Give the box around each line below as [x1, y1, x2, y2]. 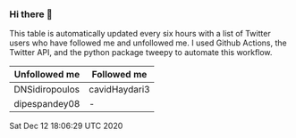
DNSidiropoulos [13, 84, 80, 96]
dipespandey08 [13, 98, 80, 110]
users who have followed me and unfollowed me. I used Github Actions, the [9, 37, 288, 48]
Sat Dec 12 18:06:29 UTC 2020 [9, 120, 123, 132]
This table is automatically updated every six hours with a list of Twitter [9, 28, 271, 39]
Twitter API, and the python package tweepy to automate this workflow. [9, 47, 273, 58]
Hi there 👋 [9, 8, 54, 20]
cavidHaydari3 [89, 84, 150, 96]
